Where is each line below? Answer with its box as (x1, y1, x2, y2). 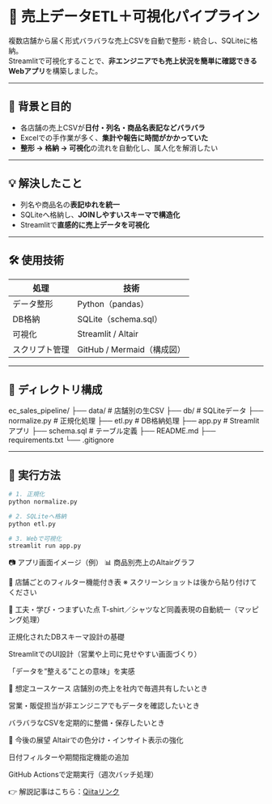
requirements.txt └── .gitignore (8, 435, 115, 445)
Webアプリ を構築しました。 (8, 66, 103, 75)
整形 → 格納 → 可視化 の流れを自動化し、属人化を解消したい (19, 143, 219, 152)
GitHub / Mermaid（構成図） (77, 344, 186, 355)
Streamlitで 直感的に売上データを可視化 (19, 219, 150, 229)
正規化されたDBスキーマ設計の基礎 (8, 632, 125, 642)
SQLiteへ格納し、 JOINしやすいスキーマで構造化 (19, 210, 181, 219)
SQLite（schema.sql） (77, 313, 163, 325)
